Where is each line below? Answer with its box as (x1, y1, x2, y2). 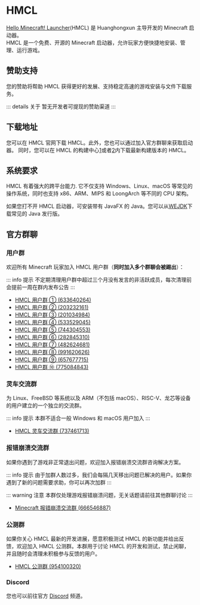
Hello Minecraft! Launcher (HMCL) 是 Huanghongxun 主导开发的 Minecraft (6, 24, 188, 31)
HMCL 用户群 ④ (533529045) (14, 319, 91, 326)
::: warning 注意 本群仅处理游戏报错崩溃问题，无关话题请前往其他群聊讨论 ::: (6, 491, 193, 499)
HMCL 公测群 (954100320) (14, 563, 82, 570)
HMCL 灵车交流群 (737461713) (14, 428, 90, 435)
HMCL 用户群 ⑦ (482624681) (14, 341, 90, 348)
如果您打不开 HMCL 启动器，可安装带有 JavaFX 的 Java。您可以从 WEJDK (6, 202, 188, 210)
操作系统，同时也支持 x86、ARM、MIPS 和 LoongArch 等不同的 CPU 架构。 (6, 190, 192, 197)
